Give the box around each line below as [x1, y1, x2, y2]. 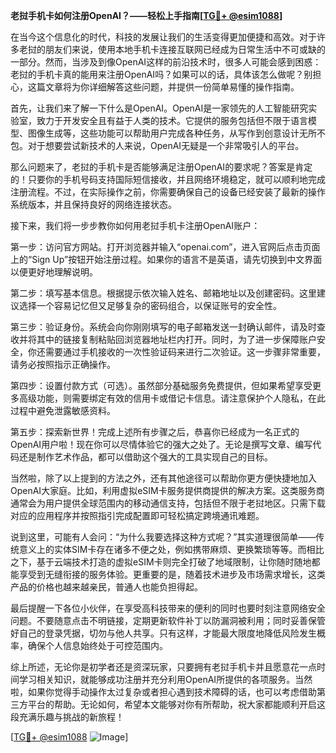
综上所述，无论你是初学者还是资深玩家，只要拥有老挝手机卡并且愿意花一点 [10, 661, 317, 673]
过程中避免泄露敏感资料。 [10, 405, 116, 416]
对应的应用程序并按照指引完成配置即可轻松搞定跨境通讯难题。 [10, 510, 265, 521]
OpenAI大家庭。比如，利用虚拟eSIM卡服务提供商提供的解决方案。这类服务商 [10, 485, 325, 496]
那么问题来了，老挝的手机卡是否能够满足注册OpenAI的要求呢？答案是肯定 [10, 161, 313, 173]
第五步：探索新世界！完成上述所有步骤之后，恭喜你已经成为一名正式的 [10, 426, 300, 438]
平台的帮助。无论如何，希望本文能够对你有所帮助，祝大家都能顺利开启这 [27, 699, 326, 710]
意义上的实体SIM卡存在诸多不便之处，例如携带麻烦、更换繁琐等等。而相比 [18, 544, 325, 555]
